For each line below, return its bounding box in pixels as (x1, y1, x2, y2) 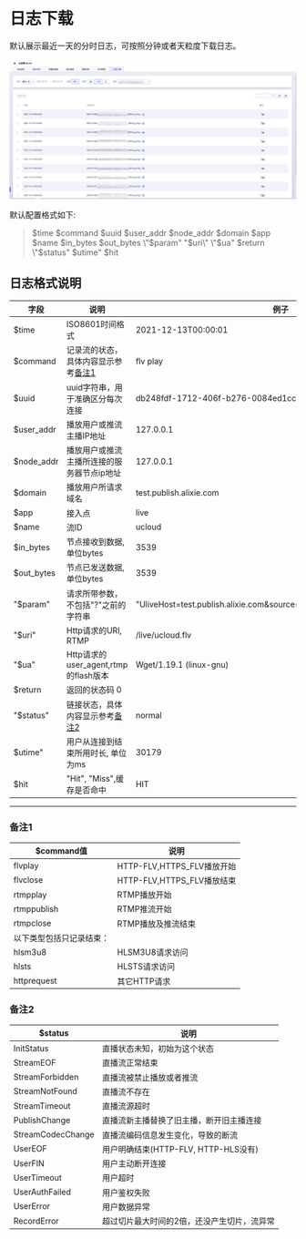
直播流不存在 (101, 1086, 150, 1097)
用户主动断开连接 (101, 1158, 167, 1169)
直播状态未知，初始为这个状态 (101, 1043, 214, 1054)
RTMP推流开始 (117, 904, 172, 915)
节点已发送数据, (66, 562, 125, 573)
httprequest (13, 976, 57, 987)
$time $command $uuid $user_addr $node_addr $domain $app (31, 227, 271, 238)
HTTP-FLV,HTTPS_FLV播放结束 (117, 875, 237, 886)
